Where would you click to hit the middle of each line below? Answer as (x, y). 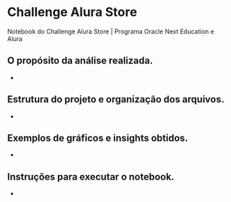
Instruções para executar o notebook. (91, 177)
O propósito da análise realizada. (80, 61)
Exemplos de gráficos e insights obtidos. (98, 138)
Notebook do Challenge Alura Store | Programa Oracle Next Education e (111, 31)
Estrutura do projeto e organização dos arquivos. (116, 99)
